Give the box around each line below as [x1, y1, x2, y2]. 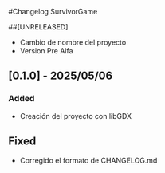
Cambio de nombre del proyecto [19, 37, 127, 47]
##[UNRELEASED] [8, 22, 69, 31]
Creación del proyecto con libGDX [19, 111, 132, 120]
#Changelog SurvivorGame [8, 7, 98, 16]
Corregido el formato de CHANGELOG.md [19, 155, 158, 165]
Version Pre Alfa [19, 46, 73, 55]
